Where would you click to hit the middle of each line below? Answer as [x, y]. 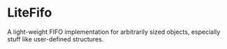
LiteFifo [30, 13]
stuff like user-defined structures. [56, 39]
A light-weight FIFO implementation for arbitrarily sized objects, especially [114, 32]
